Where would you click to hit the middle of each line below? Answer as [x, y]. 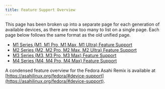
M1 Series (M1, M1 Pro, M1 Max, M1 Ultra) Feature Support [72, 44]
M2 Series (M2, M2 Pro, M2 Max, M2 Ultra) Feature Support [74, 50]
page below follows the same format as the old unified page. [68, 35]
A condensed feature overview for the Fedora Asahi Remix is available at [80, 70]
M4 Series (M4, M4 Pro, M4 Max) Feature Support [65, 60]
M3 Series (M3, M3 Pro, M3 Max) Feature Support [64, 55]
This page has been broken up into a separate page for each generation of [82, 24]
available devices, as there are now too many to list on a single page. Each [82, 29]
